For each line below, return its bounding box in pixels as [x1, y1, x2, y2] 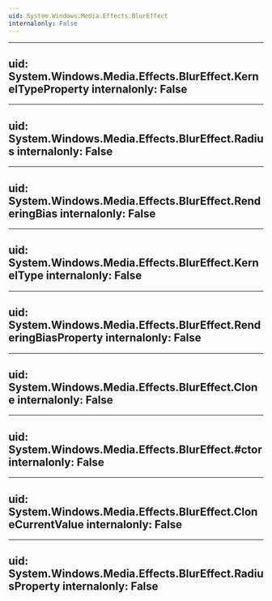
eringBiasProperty [8, 331, 104, 345]
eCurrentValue [8, 518, 84, 531]
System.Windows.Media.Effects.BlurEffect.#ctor [8, 442, 263, 456]
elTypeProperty [8, 82, 90, 96]
